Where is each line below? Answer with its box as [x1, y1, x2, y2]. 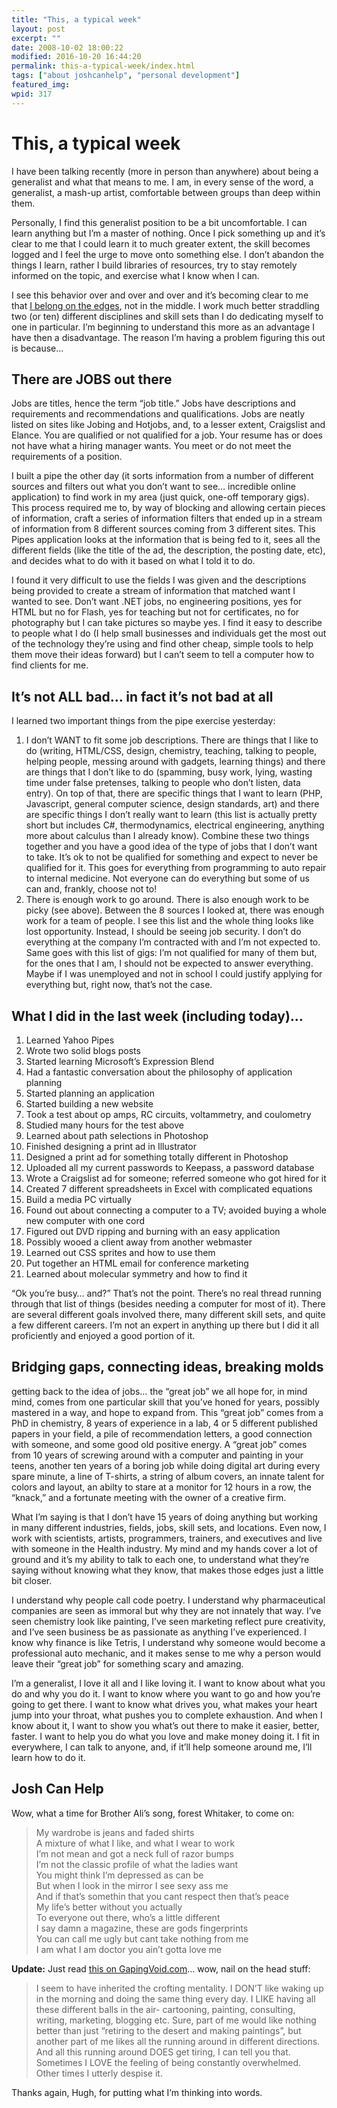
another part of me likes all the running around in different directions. [35, 2035, 321, 2047]
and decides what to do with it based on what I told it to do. [11, 555, 256, 567]
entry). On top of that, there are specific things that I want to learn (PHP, [25, 787, 323, 800]
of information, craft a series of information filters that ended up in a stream [11, 512, 323, 525]
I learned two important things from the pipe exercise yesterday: [11, 715, 276, 727]
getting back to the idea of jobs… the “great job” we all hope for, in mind [11, 1385, 308, 1397]
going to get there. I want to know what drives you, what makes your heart [11, 1698, 318, 1710]
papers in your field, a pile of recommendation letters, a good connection [11, 1427, 313, 1440]
